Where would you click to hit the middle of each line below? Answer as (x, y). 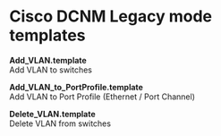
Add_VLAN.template (48, 60)
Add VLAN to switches (51, 70)
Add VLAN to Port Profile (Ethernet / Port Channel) (102, 97)
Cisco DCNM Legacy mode (111, 17)
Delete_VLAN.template (52, 114)
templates (48, 35)
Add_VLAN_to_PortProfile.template (76, 87)
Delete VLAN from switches (60, 123)
